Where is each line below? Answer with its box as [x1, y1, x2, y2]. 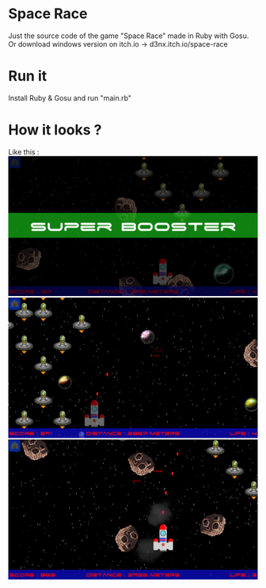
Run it [8, 67, 47, 85]
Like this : [8, 147, 40, 157]
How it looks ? [8, 121, 102, 139]
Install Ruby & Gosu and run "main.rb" [8, 93, 132, 103]
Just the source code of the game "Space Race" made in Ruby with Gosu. [8, 31, 249, 40]
